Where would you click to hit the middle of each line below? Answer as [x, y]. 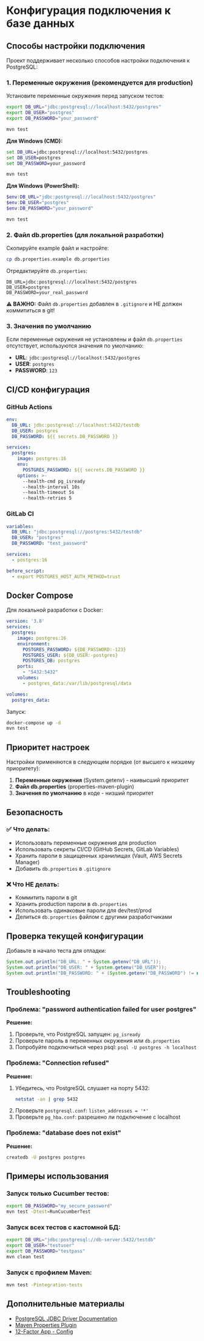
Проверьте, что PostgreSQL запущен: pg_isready [78, 1034]
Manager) [27, 862]
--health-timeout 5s [48, 493]
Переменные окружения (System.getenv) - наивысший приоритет [102, 780]
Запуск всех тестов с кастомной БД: [63, 1227]
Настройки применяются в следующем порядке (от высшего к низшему [101, 762]
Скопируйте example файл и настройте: [58, 248]
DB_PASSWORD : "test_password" [50, 544]
